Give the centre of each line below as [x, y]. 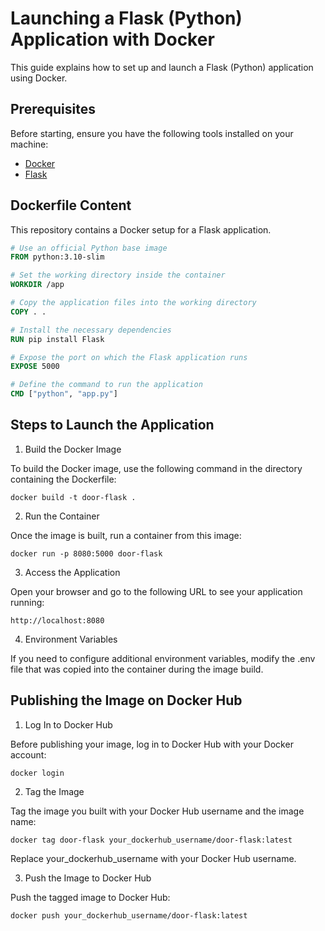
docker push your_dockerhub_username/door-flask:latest [129, 915]
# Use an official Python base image [89, 248]
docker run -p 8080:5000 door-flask [86, 553]
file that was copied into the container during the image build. [137, 669]
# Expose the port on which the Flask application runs [129, 357]
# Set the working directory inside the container [118, 275]
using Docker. [39, 78]
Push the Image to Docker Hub [88, 878]
